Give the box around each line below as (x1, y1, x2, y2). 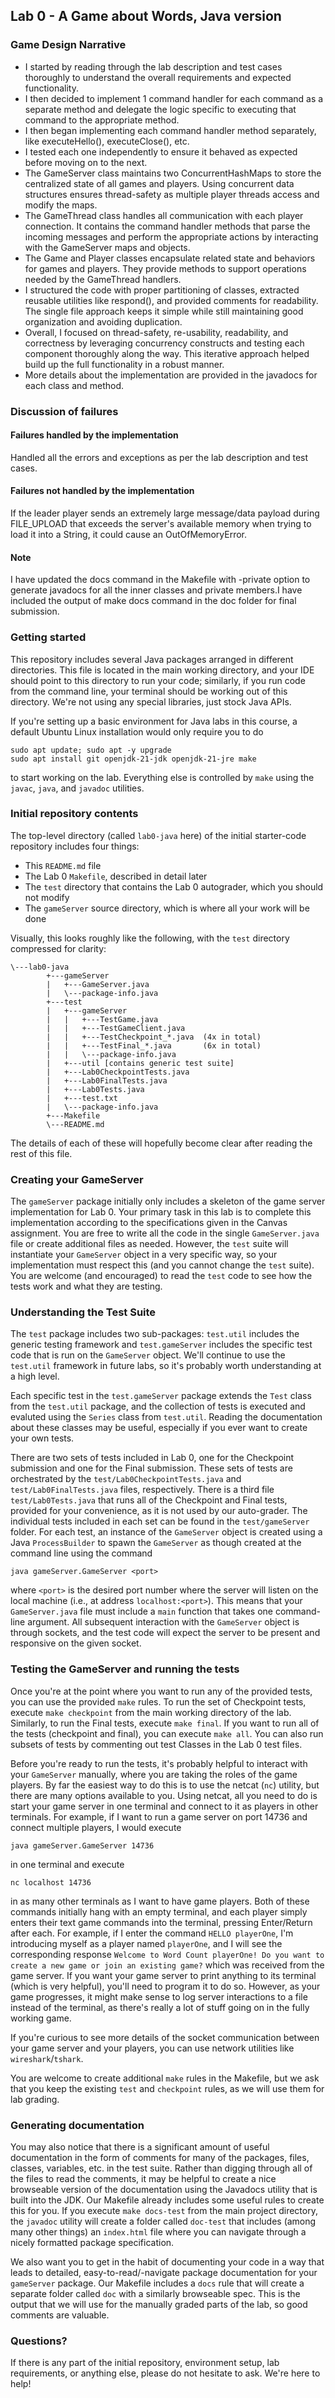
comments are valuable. (10, 2309, 110, 2321)
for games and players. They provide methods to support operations (24, 262, 307, 274)
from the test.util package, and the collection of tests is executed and (10, 1400, 306, 1413)
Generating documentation (10, 2118, 145, 2132)
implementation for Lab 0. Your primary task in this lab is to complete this (10, 1206, 312, 1218)
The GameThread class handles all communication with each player (24, 209, 304, 221)
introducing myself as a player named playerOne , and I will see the (10, 1937, 283, 1949)
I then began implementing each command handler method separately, (24, 124, 317, 136)
